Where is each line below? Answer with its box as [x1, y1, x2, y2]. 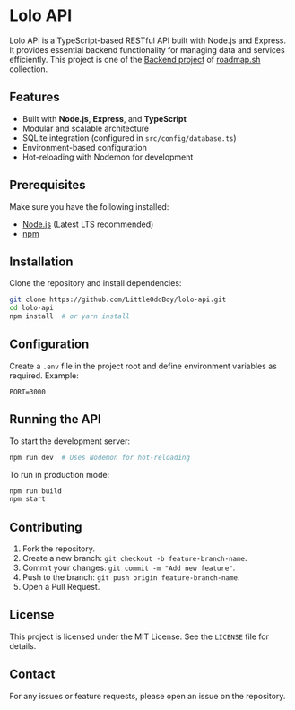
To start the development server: [9, 436, 131, 446]
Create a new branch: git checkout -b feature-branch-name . [22, 553, 247, 564]
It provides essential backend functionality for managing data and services [9, 44, 285, 55]
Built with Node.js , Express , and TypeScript [22, 113, 187, 124]
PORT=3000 [9, 387, 47, 396]
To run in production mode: [9, 469, 110, 480]
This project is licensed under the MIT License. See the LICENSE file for [9, 631, 269, 642]
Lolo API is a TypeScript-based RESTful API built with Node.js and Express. [9, 35, 287, 46]
